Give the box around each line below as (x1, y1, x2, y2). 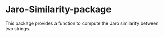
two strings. (5, 25, 31, 31)
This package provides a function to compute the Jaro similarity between (5, 20, 159, 26)
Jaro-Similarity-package (5, 4, 112, 15)
